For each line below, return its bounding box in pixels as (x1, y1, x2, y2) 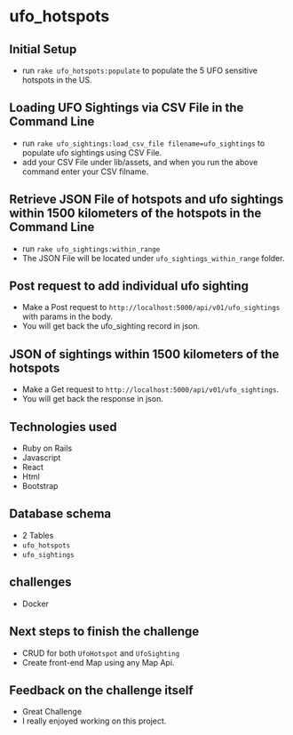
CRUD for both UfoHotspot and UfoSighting (21, 647, 180, 659)
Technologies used (9, 419, 117, 435)
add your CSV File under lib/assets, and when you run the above (21, 156, 258, 167)
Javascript (21, 452, 61, 463)
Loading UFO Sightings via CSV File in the (9, 100, 244, 116)
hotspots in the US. (21, 75, 93, 85)
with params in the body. (21, 311, 114, 322)
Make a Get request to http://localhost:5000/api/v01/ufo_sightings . (21, 384, 280, 395)
